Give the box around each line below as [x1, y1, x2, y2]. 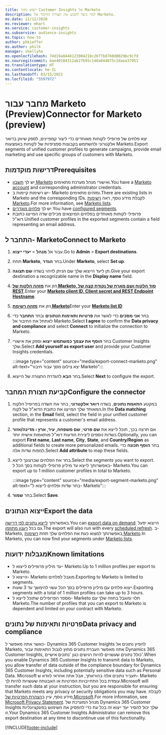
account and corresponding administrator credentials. [12, 184, 122, 190]
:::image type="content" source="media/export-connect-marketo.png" [12, 358, 158, 364]
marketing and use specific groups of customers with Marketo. [5, 151, 134, 157]
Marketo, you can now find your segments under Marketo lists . [5, 535, 133, 542]
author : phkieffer [5, 40, 43, 45]
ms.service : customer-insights [5, 26, 70, 31]
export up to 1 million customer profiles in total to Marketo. [12, 468, 131, 474]
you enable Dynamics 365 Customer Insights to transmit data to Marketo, [5, 656, 155, 662]
